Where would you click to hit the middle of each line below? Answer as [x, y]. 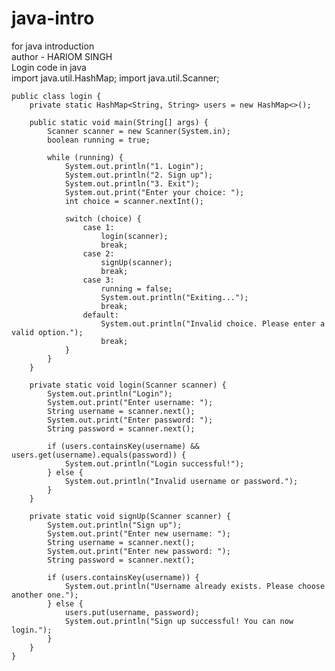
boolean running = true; [99, 140]
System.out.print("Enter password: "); [130, 420]
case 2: [98, 253]
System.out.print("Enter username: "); [130, 402]
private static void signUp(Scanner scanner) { [130, 516]
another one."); [45, 595]
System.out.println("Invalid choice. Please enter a [213, 323]
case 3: [98, 280]
